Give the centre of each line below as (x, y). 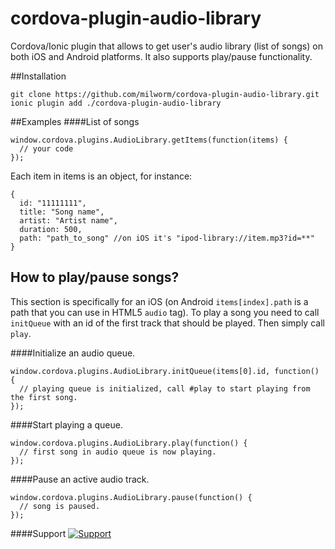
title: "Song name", (62, 212)
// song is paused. (60, 506)
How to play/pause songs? (95, 277)
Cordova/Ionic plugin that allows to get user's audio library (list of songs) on (166, 46)
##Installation (38, 76)
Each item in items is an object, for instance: (101, 176)
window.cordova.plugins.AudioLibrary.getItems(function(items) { (149, 140)
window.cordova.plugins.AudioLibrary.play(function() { (129, 443)
